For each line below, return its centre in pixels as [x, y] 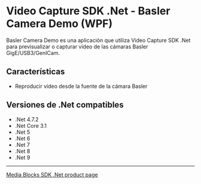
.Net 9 [22, 157]
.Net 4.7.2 [27, 119]
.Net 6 [22, 138]
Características [36, 72]
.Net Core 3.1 [31, 125]
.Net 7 [22, 145]
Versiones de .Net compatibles [65, 105]
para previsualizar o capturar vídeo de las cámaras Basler [77, 47]
